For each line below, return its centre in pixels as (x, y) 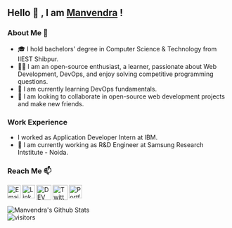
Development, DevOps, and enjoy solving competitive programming (115, 74)
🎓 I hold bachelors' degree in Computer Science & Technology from (117, 49)
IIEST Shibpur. (38, 59)
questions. (33, 81)
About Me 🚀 (28, 33)
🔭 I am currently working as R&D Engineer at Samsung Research (110, 144)
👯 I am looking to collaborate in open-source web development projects (121, 96)
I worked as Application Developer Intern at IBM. (88, 137)
